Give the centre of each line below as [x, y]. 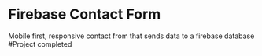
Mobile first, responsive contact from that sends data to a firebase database [131, 36]
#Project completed [40, 44]
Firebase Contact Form [85, 14]
